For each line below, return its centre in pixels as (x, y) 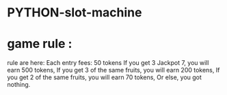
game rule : (40, 44)
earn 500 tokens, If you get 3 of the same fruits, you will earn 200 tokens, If (113, 70)
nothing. (19, 85)
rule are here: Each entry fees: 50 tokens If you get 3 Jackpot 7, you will (108, 63)
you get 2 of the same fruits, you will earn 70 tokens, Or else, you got (104, 77)
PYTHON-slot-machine (75, 13)
